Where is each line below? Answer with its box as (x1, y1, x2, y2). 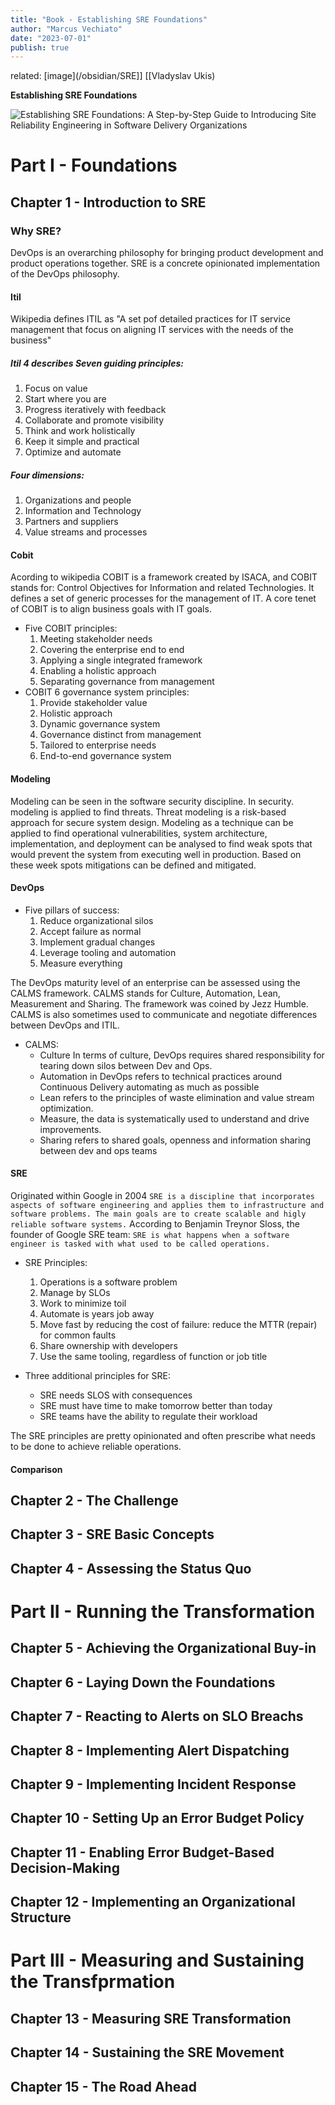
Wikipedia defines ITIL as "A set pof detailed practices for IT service (10, 313, 292, 325)
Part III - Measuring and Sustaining (10, 1949, 305, 1972)
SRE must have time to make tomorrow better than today (39, 1400, 273, 1412)
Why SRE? (10, 224, 62, 238)
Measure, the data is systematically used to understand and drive (39, 1112, 310, 1125)
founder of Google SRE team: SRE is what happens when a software (10, 1229, 290, 1241)
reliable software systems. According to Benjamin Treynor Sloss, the (10, 1218, 300, 1230)
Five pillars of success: (24, 904, 120, 916)
